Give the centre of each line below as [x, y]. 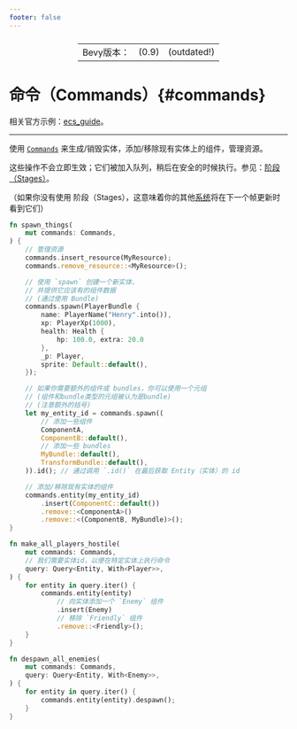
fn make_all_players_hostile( [65, 544]
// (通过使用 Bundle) [62, 299]
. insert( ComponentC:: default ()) [101, 503]
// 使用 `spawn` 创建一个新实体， [82, 282]
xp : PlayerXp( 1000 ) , [79, 323]
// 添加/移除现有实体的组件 [69, 487]
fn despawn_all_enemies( [55, 659]
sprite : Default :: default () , [95, 364]
